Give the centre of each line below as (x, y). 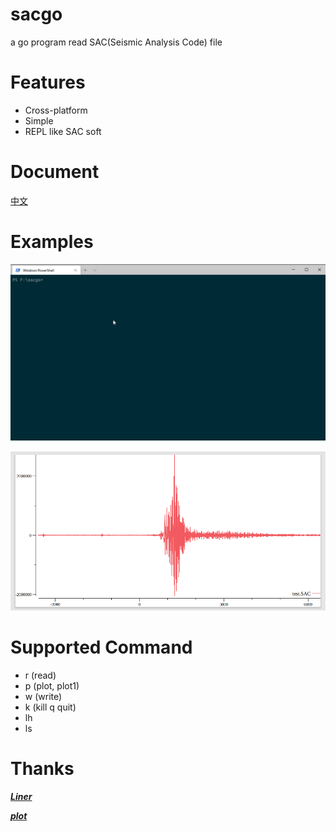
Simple (39, 120)
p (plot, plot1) (52, 686)
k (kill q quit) (50, 707)
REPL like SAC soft (63, 131)
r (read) (40, 675)
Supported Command (101, 647)
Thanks (42, 769)
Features (48, 82)
